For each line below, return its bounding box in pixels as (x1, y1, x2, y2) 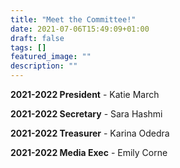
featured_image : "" (10, 52, 92, 62)
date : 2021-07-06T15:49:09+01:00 (10, 24, 150, 34)
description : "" (10, 61, 78, 71)
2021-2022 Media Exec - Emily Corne (10, 147, 168, 158)
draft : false (10, 33, 65, 43)
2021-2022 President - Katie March (10, 89, 160, 100)
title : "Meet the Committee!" (10, 14, 137, 25)
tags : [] (10, 42, 47, 53)
